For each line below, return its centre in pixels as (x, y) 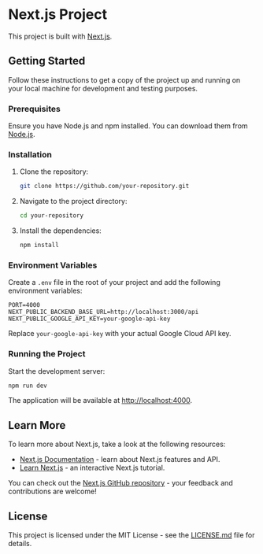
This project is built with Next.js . (60, 36)
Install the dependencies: (61, 231)
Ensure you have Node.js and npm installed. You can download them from (128, 126)
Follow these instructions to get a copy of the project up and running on (124, 79)
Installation (30, 154)
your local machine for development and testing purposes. (103, 88)
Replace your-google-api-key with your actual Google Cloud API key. (120, 334)
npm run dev (28, 386)
